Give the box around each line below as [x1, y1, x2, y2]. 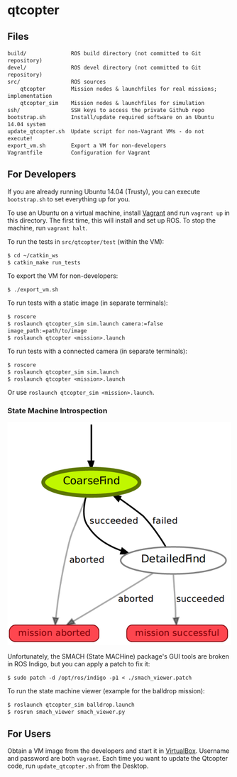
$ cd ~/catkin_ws [7, 252, 59, 259]
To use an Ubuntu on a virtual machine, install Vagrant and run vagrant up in [7, 208, 231, 217]
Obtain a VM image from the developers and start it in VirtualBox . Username [7, 747, 230, 755]
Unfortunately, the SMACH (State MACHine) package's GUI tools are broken [7, 652, 229, 661]
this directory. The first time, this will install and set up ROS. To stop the [7, 216, 216, 225]
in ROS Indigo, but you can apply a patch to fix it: [7, 660, 150, 669]
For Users [7, 727, 52, 739]
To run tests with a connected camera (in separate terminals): [7, 347, 188, 355]
